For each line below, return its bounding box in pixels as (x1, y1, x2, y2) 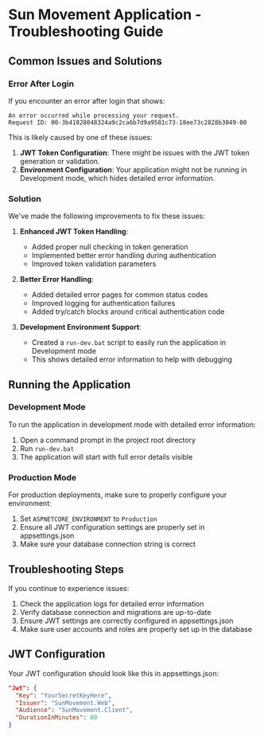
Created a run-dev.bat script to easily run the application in (31, 338, 227, 347)
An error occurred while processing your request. (8, 112, 180, 119)
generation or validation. (19, 156, 100, 166)
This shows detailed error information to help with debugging (31, 354, 232, 364)
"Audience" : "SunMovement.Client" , (15, 707, 134, 714)
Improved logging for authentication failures (31, 299, 176, 308)
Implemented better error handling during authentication (31, 251, 217, 260)
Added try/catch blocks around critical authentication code (31, 307, 225, 316)
